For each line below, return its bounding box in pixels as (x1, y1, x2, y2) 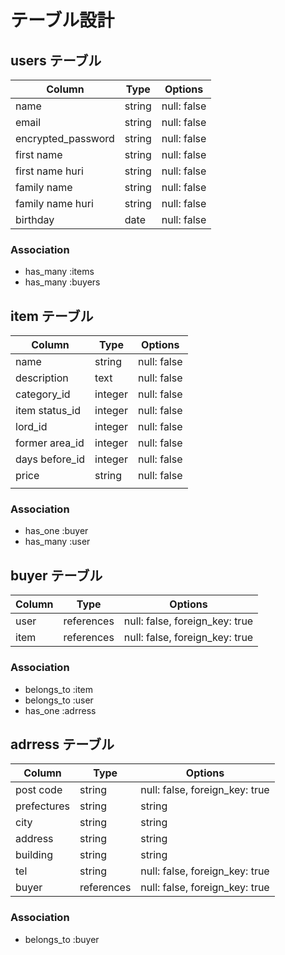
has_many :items (24, 266, 95, 278)
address (15, 832, 54, 846)
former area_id (15, 436, 85, 450)
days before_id (15, 452, 86, 466)
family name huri (15, 197, 94, 210)
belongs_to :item (24, 683, 94, 695)
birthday (15, 213, 55, 226)
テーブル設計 (10, 9, 115, 32)
